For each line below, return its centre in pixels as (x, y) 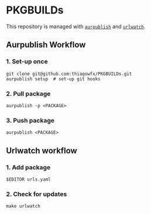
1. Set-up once (27, 62)
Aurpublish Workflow (46, 45)
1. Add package (28, 167)
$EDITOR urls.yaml (28, 179)
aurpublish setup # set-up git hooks (53, 79)
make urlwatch (23, 206)
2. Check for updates (37, 194)
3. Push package (30, 120)
